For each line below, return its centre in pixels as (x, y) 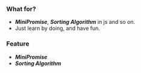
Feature (18, 44)
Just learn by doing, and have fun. (58, 28)
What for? (21, 9)
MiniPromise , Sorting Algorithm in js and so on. (75, 22)
